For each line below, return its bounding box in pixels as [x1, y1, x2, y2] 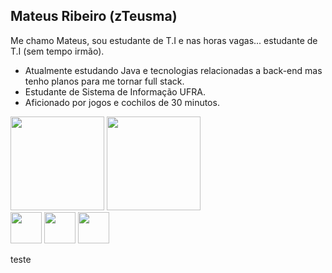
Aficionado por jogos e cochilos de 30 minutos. [24, 96, 220, 108]
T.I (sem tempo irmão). [10, 45, 105, 57]
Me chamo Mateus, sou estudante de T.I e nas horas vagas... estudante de [10, 34, 318, 46]
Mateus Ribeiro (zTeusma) [10, 8, 178, 25]
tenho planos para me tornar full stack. [24, 75, 185, 87]
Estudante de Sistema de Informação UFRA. [24, 85, 207, 98]
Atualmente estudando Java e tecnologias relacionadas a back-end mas [24, 64, 323, 76]
